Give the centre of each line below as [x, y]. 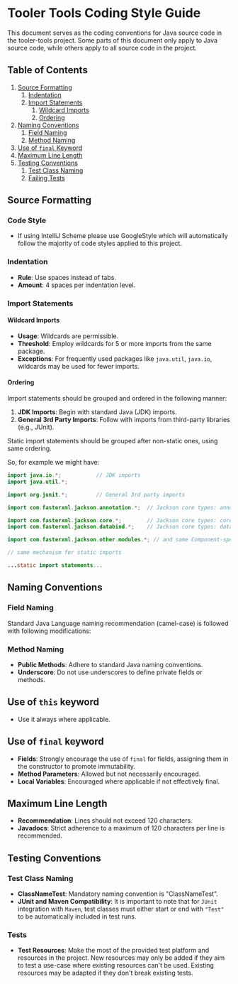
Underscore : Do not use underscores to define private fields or [110, 672]
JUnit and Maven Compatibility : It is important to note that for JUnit [117, 902]
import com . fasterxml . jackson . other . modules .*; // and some [98, 540]
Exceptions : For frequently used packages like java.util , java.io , [115, 358]
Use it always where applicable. [64, 719]
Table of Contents [48, 70]
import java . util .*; [38, 482]
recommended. [40, 836]
